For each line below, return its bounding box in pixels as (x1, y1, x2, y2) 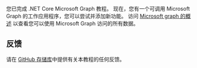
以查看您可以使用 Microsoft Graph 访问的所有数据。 (12, 20, 139, 27)
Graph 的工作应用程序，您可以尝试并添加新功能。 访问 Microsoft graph (6, 12, 179, 20)
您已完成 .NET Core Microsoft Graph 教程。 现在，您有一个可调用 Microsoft (6, 5, 190, 12)
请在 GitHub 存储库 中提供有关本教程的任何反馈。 (6, 56, 125, 63)
